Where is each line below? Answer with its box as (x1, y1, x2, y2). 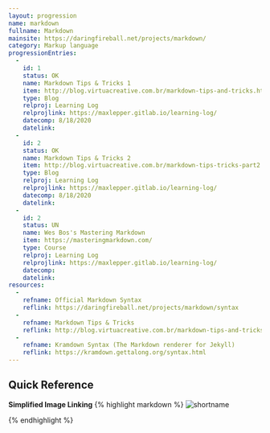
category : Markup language (8, 42, 99, 50)
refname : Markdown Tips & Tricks (22, 319, 135, 327)
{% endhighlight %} (8, 415, 74, 425)
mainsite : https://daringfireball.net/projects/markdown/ (8, 34, 207, 43)
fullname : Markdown (8, 27, 74, 35)
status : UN (22, 221, 59, 229)
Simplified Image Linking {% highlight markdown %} (8, 399, 184, 409)
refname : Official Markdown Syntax (22, 296, 142, 304)
